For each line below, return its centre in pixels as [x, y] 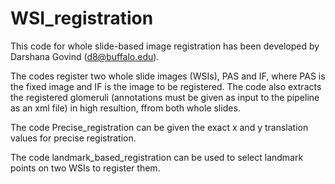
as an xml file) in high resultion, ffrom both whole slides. [125, 108]
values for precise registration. [73, 138]
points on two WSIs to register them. [85, 168]
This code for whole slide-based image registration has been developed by [165, 46]
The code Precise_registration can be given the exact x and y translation [159, 127]
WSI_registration [82, 18]
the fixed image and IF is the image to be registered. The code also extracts [166, 86]
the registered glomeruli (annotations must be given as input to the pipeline [165, 97]
